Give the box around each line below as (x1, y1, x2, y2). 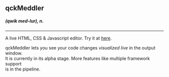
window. (5, 50, 23, 56)
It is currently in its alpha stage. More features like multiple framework (5, 55, 150, 61)
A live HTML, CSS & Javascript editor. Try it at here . (5, 35, 112, 41)
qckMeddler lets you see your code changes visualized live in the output (5, 45, 156, 51)
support (5, 61, 22, 67)
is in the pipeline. (5, 66, 41, 72)
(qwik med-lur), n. (5, 17, 44, 24)
